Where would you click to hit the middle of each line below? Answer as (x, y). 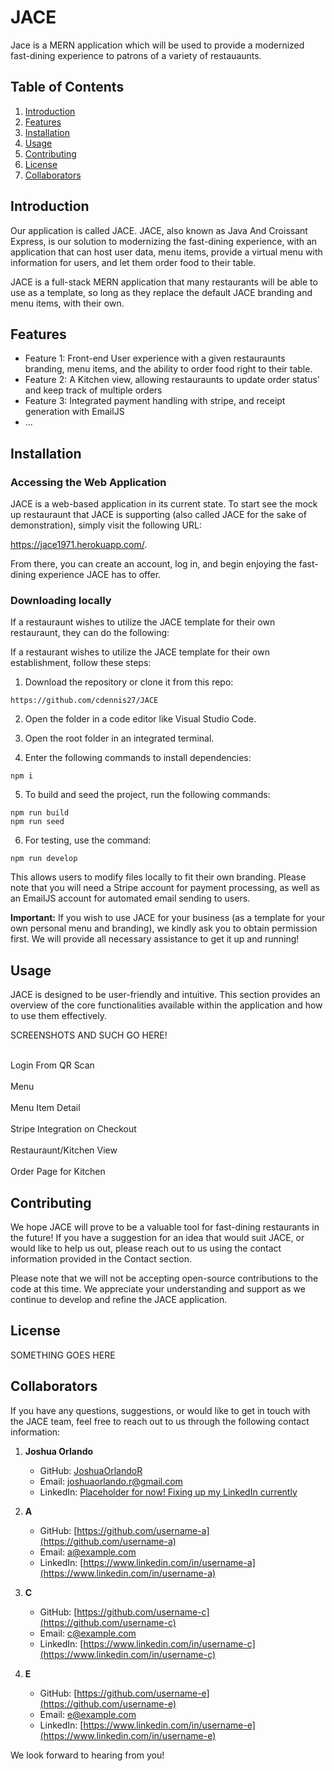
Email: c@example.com (88, 1633)
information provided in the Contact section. (101, 1258)
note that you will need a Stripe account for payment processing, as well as (165, 888)
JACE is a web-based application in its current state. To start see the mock (164, 504)
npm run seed (37, 822)
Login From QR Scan (52, 1065)
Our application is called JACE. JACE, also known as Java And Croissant (159, 230)
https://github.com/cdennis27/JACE (84, 701)
